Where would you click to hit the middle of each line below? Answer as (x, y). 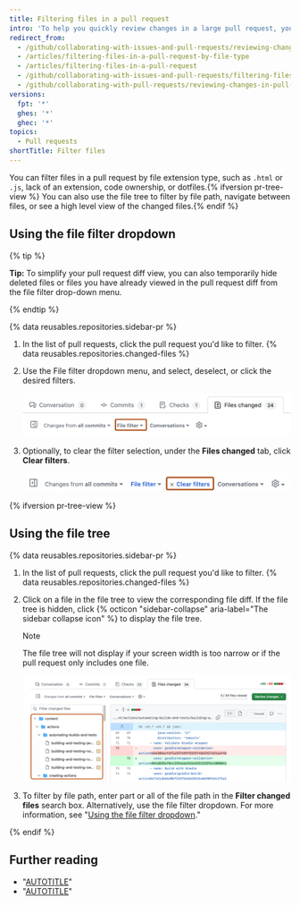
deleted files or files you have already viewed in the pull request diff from (144, 283)
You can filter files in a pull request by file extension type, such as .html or (146, 177)
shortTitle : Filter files (57, 151)
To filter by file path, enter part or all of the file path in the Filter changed (156, 796)
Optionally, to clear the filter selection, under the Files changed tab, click (156, 451)
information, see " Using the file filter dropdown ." (111, 815)
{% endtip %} (34, 309)
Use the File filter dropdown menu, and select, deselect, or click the (147, 370)
